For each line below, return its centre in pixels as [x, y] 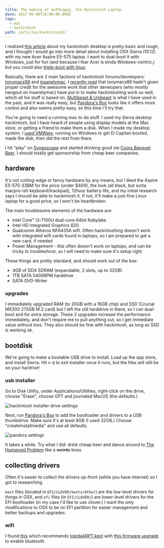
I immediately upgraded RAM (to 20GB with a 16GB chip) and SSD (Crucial [80, 304]
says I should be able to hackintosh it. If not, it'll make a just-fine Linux [76, 196]
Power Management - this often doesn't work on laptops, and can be [82, 246]
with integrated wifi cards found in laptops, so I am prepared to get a [81, 235]
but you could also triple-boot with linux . [46, 67]
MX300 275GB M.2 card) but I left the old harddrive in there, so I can [74, 309]
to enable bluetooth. [25, 541]
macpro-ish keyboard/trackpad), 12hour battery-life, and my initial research [81, 190]
